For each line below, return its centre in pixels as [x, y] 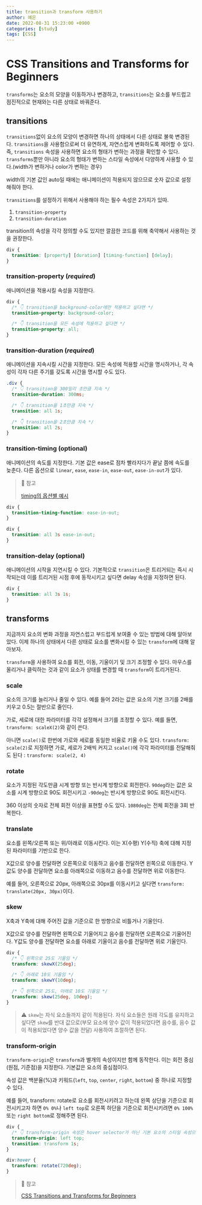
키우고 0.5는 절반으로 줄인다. [40, 707]
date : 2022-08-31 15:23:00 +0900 [48, 23]
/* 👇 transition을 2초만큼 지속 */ [53, 422]
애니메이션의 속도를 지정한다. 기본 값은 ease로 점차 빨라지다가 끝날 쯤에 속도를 [98, 463]
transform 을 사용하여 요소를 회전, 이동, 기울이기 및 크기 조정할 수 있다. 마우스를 [99, 662]
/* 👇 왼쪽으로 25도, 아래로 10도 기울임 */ [60, 992]
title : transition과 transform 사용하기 [54, 12]
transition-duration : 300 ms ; [48, 395]
